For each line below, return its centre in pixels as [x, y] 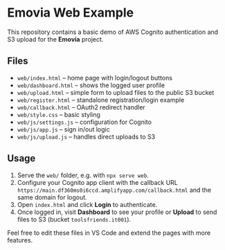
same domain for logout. [52, 197]
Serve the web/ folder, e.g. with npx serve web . [83, 175]
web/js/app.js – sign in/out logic [63, 129]
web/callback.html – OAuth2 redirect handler [81, 107]
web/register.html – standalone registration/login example [101, 100]
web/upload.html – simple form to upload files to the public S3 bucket [116, 92]
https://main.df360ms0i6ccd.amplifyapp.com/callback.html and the [114, 190]
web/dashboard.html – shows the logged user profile [91, 85]
